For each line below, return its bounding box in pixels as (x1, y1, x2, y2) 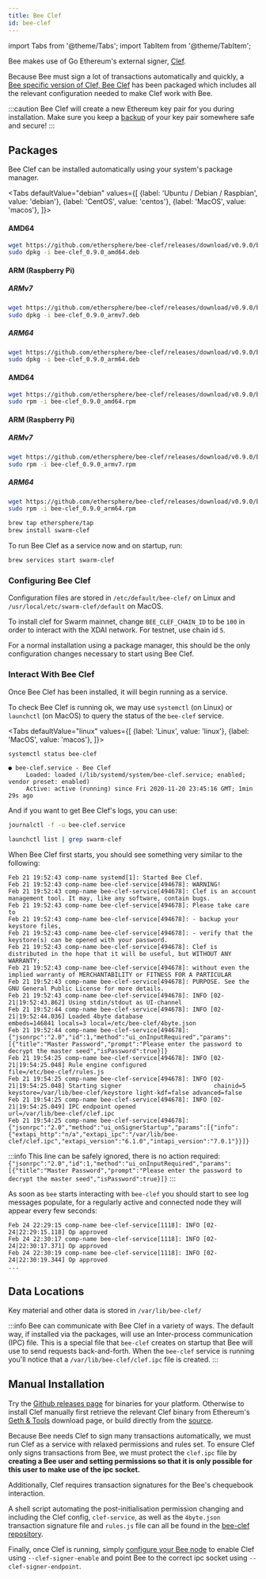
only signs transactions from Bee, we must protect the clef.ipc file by (8, 1447, 237, 1457)
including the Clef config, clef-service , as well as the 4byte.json (8, 1512, 221, 1522)
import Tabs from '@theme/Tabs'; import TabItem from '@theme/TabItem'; (8, 40, 252, 50)
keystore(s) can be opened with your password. (8, 936, 169, 944)
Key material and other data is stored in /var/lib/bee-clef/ (8, 1305, 202, 1315)
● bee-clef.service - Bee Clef (8, 764, 112, 772)
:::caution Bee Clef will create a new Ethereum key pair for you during (8, 104, 235, 113)
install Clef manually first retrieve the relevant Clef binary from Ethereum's (8, 1407, 251, 1416)
